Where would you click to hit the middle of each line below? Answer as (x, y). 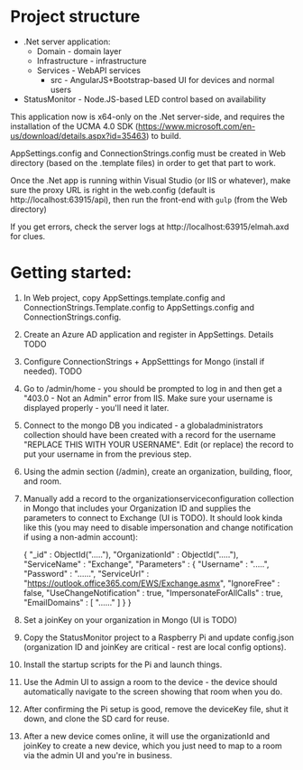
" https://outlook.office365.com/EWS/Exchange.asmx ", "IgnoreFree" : (151, 583)
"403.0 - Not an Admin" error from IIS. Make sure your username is (148, 398)
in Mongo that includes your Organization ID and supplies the (137, 508)
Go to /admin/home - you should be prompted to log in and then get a (152, 388)
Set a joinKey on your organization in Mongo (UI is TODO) (130, 619)
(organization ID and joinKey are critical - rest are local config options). (155, 646)
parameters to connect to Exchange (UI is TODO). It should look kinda (153, 517)
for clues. (28, 236)
